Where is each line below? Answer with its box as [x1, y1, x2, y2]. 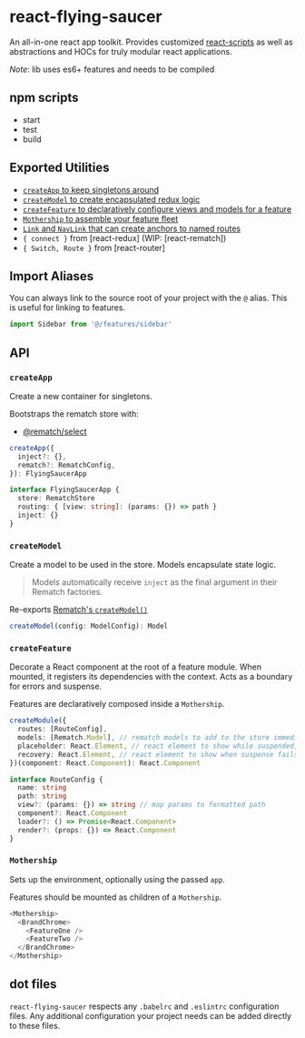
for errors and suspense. [9, 680, 103, 692]
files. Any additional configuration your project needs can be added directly [9, 1010, 292, 1021]
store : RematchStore [17, 494, 95, 503]
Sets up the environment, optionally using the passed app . [9, 873, 225, 884]
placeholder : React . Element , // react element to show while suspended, [17, 741, 299, 751]
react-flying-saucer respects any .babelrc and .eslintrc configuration [9, 1001, 280, 1012]
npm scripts [9, 90, 79, 106]
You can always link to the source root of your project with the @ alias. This [9, 293, 288, 304]
